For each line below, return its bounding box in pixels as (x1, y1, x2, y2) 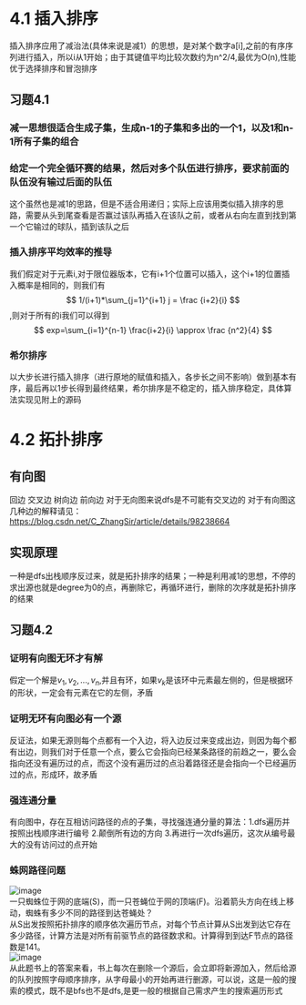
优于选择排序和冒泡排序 (9, 63, 97, 74)
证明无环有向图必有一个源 (9, 712, 122, 725)
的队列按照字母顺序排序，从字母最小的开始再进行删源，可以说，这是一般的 (9, 974, 289, 985)
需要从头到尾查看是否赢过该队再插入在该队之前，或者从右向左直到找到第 (25, 209, 297, 220)
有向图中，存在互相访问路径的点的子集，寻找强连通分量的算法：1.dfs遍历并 (9, 817, 291, 827)
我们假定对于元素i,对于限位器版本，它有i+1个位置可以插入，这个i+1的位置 (9, 268, 282, 279)
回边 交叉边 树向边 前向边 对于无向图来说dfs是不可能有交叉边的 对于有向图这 (9, 494, 296, 505)
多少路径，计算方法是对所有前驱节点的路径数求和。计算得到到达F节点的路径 (9, 930, 294, 941)
